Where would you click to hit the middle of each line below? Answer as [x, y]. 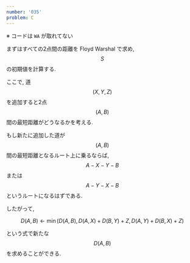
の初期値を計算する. [31, 69]
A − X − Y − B [102, 165]
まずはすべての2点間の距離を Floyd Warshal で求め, [70, 49]
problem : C [20, 18]
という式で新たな [28, 233]
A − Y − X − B [102, 185]
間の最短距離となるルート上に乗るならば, [58, 155]
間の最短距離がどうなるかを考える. [50, 122]
